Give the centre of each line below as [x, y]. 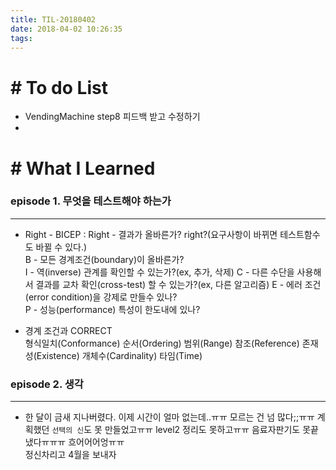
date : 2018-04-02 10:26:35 [66, 29]
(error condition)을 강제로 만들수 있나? [101, 297]
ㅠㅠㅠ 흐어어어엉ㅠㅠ [83, 442]
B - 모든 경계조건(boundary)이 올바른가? [104, 259]
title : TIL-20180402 [53, 19]
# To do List [59, 87]
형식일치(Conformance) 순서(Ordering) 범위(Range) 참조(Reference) [162, 343]
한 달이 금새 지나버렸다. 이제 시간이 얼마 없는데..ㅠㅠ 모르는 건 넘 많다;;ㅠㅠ [169, 417]
